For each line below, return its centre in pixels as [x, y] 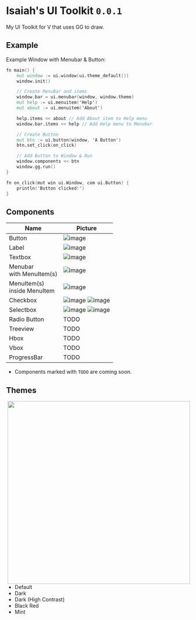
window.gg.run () [36, 167]
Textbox [20, 257]
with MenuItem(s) [33, 274]
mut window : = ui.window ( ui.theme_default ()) [73, 75]
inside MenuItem [32, 291]
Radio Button [27, 319]
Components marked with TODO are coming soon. [73, 372]
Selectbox [23, 310]
